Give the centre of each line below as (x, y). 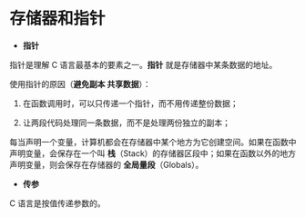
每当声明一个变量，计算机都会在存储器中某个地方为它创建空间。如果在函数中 (153, 142)
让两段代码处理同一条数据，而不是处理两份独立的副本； (126, 123)
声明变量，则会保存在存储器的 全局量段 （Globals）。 (107, 164)
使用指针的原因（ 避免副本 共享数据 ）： (81, 84)
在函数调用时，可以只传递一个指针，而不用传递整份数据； (130, 103)
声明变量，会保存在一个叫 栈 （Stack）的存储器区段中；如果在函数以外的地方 (153, 153)
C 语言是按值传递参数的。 (58, 203)
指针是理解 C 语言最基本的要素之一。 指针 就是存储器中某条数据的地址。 (143, 64)
